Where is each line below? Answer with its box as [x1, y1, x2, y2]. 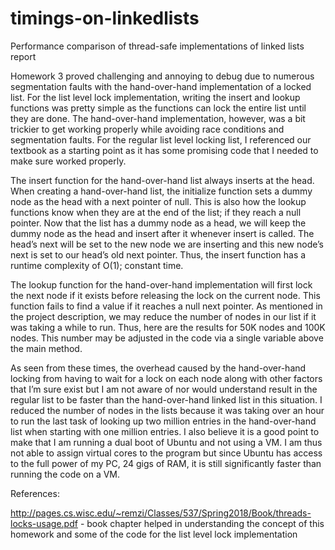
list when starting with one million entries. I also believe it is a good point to [10, 425, 320, 437]
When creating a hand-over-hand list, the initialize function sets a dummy [10, 185, 313, 197]
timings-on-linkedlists [10, 7, 200, 30]
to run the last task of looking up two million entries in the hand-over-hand [10, 415, 317, 427]
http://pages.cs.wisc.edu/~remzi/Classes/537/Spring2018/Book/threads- [10, 507, 312, 519]
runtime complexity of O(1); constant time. [10, 259, 184, 271]
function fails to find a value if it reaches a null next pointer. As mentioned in [10, 300, 323, 312]
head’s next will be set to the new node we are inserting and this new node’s [10, 238, 325, 250]
